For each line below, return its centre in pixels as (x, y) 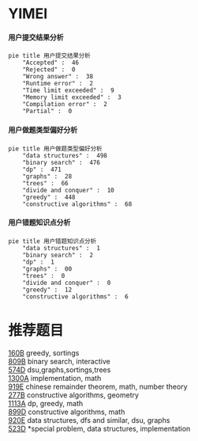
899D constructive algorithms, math (67, 412)
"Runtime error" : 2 (58, 84)
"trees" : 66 (45, 183)
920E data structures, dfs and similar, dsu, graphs (89, 420)
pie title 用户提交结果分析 (49, 56)
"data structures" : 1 (62, 248)
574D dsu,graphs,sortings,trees (60, 370)
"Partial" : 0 (47, 112)
